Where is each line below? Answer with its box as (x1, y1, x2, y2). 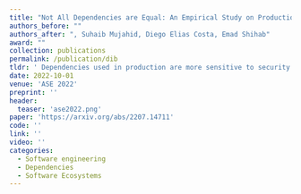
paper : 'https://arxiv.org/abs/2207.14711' (9, 113, 175, 122)
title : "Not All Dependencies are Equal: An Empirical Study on (9, 13, 254, 22)
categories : (9, 146, 54, 155)
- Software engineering (17, 154, 106, 164)
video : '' (9, 138, 47, 147)
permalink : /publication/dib (9, 55, 118, 63)
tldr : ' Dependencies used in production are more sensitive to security (9, 63, 291, 72)
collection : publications (9, 46, 106, 55)
